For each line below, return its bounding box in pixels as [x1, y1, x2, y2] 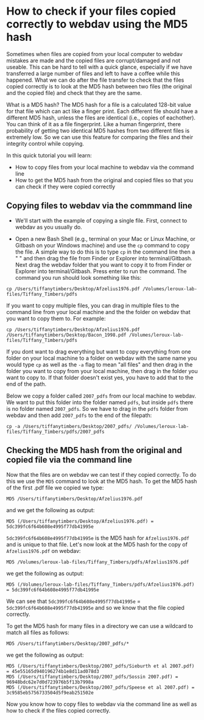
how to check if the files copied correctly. [6, 707, 111, 714]
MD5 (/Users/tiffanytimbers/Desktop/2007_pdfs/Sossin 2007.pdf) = [6, 674, 178, 680]
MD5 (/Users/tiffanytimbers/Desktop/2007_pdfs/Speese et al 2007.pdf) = [6, 684, 195, 690]
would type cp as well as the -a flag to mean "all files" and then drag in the [6, 361, 193, 368]
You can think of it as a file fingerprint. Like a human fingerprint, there [6, 120, 181, 127]
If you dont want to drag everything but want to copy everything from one [6, 348, 191, 355]
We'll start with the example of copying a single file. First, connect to [15, 216, 188, 224]
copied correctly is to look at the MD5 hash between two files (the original [6, 82, 192, 90]
